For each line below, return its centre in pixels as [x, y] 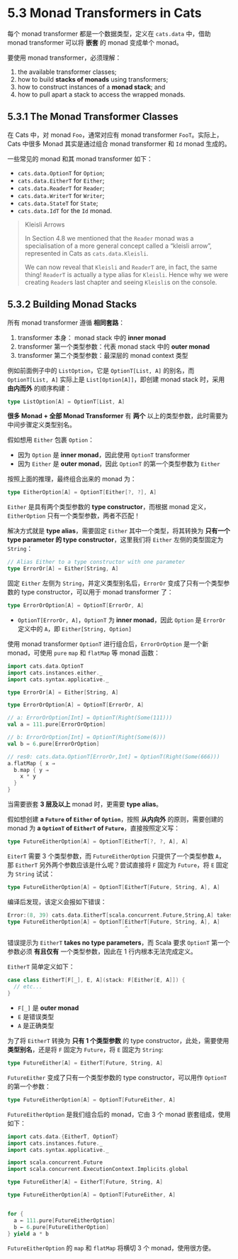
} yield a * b [28, 1233]
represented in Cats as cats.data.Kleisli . [86, 253]
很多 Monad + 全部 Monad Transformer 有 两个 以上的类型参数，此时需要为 [118, 416]
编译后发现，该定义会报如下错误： [57, 901]
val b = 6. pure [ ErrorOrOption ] [53, 743]
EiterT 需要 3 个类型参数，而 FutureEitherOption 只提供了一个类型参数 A [113, 856]
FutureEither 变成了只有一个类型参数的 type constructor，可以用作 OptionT [117, 1077]
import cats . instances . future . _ [55, 1143]
